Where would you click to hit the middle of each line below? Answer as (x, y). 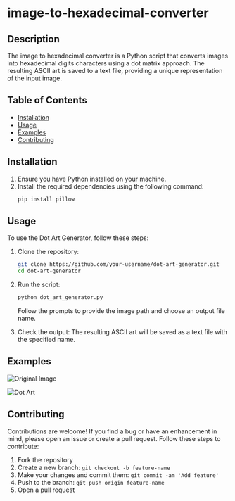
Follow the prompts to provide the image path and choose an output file (121, 310)
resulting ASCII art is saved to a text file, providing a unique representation (115, 71)
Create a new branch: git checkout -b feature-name (94, 467)
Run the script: (39, 285)
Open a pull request (46, 490)
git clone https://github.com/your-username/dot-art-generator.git (118, 265)
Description (33, 39)
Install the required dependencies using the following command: (110, 186)
